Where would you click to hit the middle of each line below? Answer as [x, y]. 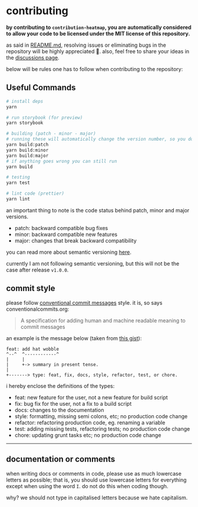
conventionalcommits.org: [38, 309]
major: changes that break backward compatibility [75, 240]
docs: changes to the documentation [59, 410]
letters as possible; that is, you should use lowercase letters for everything [96, 480]
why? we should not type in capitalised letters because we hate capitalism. [97, 498]
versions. [17, 217]
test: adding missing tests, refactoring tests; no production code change [102, 429]
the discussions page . [33, 57]
